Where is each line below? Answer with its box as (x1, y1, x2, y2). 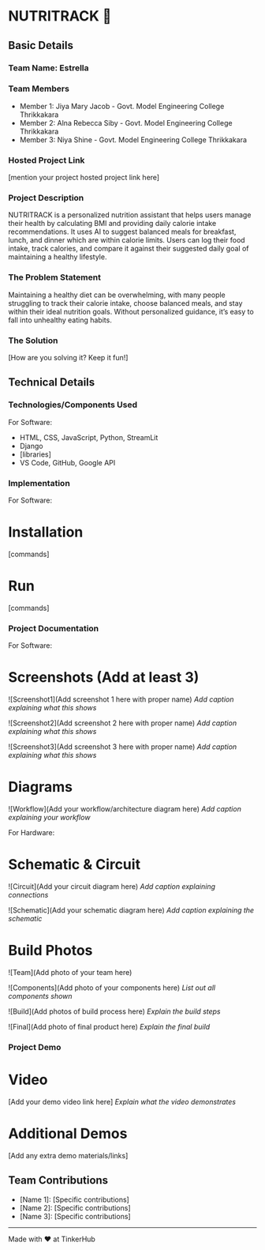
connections (8, 890, 49, 899)
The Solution (8, 335, 58, 346)
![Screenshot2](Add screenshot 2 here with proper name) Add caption (8, 718, 237, 728)
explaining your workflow (8, 813, 91, 823)
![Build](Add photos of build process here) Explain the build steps (8, 1007, 221, 1016)
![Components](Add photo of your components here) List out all (8, 983, 215, 992)
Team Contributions (8, 1173, 109, 1188)
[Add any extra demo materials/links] (8, 1150, 129, 1160)
